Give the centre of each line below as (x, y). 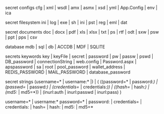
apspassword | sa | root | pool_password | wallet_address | (65, 67)
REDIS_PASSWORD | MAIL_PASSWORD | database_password (68, 72)
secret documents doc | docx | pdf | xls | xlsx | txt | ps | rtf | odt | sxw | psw (82, 32)
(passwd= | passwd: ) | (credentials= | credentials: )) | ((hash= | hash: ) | (77, 87)
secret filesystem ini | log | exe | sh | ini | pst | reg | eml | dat (66, 22)
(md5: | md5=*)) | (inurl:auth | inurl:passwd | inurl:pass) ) (63, 92)
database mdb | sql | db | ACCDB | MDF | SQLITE (55, 47)
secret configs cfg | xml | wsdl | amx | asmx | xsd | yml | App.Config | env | (81, 8)
